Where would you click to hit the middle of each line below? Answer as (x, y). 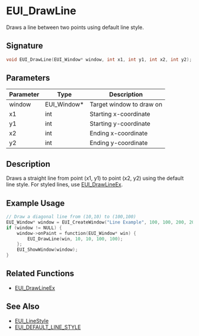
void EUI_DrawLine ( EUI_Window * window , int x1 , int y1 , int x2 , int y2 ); (99, 59)
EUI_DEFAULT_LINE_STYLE (48, 327)
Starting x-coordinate (120, 114)
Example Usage (36, 203)
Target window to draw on (126, 105)
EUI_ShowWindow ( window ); (47, 250)
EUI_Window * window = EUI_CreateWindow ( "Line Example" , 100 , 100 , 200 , (96, 222)
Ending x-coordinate (119, 133)
